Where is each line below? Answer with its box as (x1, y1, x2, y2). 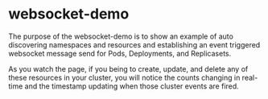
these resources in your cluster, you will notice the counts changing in (8, 72, 241, 82)
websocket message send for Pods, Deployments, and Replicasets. (8, 48, 232, 58)
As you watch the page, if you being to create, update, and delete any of (8, 64, 249, 73)
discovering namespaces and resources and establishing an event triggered (8, 39, 261, 49)
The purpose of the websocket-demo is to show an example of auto (8, 31, 233, 41)
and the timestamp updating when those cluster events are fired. (24, 81, 239, 91)
